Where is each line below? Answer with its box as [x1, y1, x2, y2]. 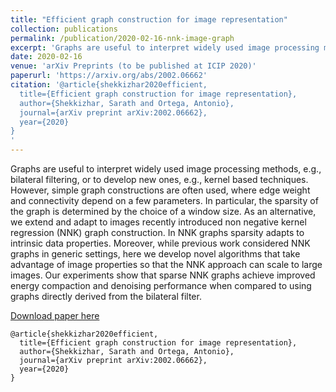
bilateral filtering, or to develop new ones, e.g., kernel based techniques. [10, 174, 309, 185]
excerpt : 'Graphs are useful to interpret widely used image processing [10, 42, 320, 53]
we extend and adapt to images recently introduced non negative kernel [10, 216, 307, 228]
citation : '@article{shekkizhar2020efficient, [10, 80, 208, 90]
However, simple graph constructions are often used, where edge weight [10, 184, 311, 196]
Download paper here [10, 310, 100, 321]
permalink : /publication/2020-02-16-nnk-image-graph [10, 33, 235, 43]
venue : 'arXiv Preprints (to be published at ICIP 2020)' [10, 61, 257, 71]
